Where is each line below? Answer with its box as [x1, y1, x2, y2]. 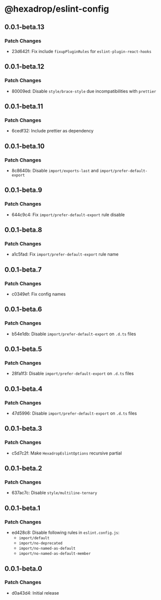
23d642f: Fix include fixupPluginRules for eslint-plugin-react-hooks [11, 48, 152, 54]
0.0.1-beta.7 [4, 265, 42, 273]
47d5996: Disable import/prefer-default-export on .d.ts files [11, 410, 137, 417]
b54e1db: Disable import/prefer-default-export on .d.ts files [11, 331, 136, 337]
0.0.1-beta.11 [4, 102, 43, 110]
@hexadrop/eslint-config [4, 3, 110, 15]
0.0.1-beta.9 [4, 186, 42, 194]
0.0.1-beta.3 [4, 424, 42, 433]
